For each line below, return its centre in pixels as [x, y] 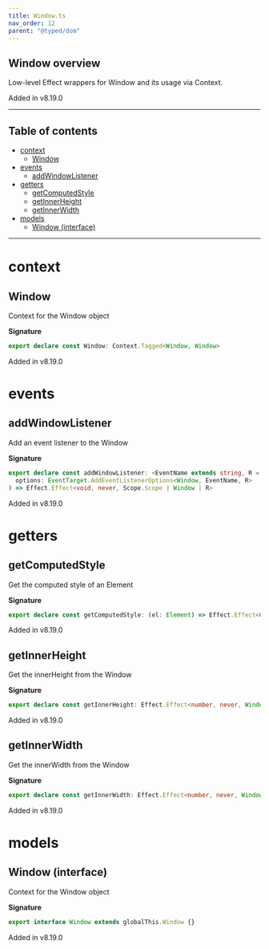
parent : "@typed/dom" [44, 31]
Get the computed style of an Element [71, 584]
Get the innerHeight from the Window [70, 674]
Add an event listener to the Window [68, 442]
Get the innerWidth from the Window [69, 764]
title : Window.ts [37, 16]
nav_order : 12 [32, 23]
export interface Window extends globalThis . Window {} [102, 922]
